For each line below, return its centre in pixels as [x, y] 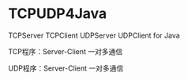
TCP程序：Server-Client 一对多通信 [66, 51]
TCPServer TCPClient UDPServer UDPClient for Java [94, 35]
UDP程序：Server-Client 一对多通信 [66, 68]
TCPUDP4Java [58, 14]
